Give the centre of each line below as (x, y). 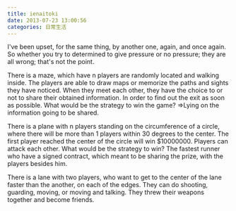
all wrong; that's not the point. (51, 62)
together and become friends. (51, 200)
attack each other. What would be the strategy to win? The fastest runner (114, 149)
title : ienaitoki (33, 14)
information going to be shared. (53, 113)
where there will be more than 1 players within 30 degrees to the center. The (118, 134)
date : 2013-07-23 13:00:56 (47, 20)
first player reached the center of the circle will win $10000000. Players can (118, 141)
